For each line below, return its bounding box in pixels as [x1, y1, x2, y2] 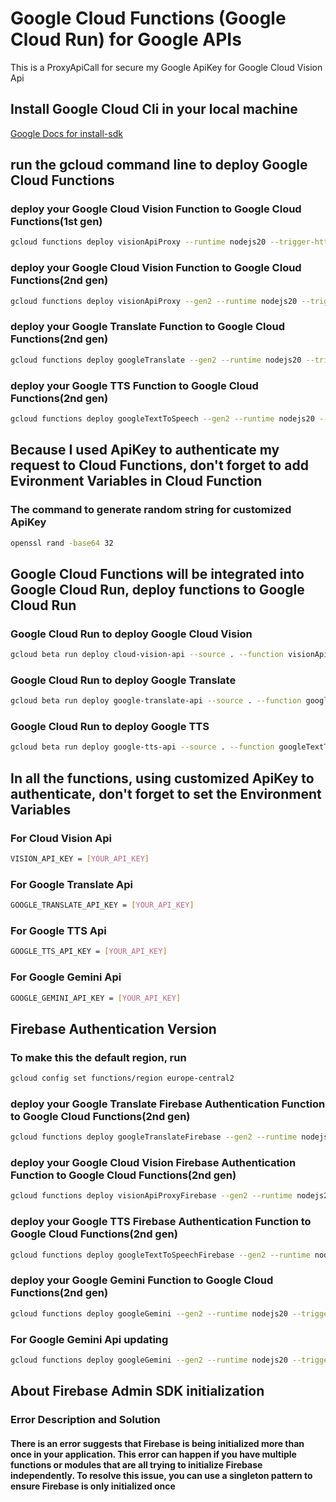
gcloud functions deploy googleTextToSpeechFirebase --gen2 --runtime [10, 1250, 311, 1260]
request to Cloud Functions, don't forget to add [10, 457, 309, 474]
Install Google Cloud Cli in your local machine [10, 101, 298, 118]
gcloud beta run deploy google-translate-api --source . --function [10, 696, 302, 706]
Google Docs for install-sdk [10, 127, 123, 139]
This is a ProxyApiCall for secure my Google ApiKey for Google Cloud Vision [10, 61, 323, 73]
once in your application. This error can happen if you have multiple [10, 1448, 297, 1460]
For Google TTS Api [10, 923, 107, 937]
